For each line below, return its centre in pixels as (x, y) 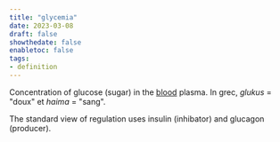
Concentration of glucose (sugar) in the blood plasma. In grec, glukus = (140, 92)
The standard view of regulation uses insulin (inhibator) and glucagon (137, 118)
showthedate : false (45, 42)
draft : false (33, 34)
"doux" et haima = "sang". (58, 101)
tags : (19, 59)
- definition (33, 67)
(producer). (30, 128)
